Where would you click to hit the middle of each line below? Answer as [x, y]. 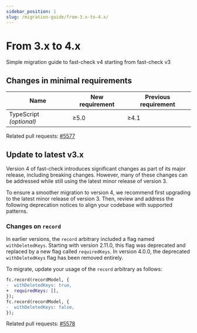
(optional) [23, 122]
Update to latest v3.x [45, 154]
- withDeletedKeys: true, [39, 286]
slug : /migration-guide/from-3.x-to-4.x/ [57, 17]
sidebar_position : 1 [31, 11]
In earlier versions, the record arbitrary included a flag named [80, 239]
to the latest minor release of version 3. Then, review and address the [90, 199]
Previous [158, 97]
